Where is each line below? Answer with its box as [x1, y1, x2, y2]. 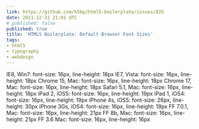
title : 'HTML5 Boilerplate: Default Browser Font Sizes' [6, 31, 153, 38]
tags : [6, 37, 20, 43]
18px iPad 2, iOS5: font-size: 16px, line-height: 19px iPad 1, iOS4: [25, 90, 186, 97]
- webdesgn [6, 54, 34, 60]
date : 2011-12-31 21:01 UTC [6, 15, 78, 21]
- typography [6, 48, 39, 55]
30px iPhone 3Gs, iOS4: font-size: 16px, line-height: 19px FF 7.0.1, [25, 102, 189, 110]
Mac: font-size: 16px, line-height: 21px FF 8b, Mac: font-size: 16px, [6, 109, 173, 116]
